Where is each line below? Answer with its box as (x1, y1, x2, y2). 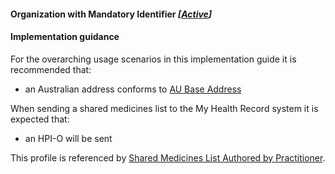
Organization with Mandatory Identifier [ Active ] (10, 8, 213, 20)
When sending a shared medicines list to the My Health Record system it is (10, 102, 319, 114)
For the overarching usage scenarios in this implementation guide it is (10, 53, 297, 65)
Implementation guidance (10, 31, 120, 43)
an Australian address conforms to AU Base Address (24, 83, 242, 95)
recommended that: (10, 63, 92, 75)
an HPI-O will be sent (24, 132, 113, 144)
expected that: (10, 113, 70, 125)
